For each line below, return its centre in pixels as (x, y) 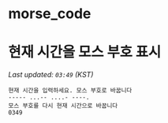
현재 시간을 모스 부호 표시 (85, 52)
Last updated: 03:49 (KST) (51, 75)
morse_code (50, 14)
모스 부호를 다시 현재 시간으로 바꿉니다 (63, 106)
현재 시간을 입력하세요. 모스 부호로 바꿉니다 (70, 91)
